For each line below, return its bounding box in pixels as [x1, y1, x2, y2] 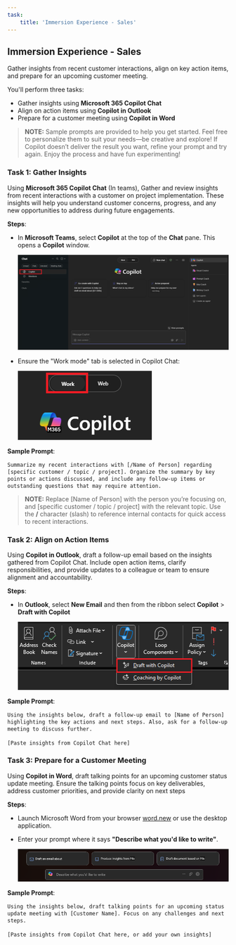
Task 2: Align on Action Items [7, 534, 110, 544]
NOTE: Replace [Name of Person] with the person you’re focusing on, [24, 494, 227, 503]
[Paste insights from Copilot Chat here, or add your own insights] [7, 932, 212, 939]
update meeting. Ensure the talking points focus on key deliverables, [7, 779, 206, 787]
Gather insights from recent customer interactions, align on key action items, [7, 64, 229, 73]
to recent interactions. [24, 517, 89, 525]
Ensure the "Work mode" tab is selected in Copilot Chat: [17, 356, 181, 365]
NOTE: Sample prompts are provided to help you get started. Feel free [24, 127, 228, 136]
